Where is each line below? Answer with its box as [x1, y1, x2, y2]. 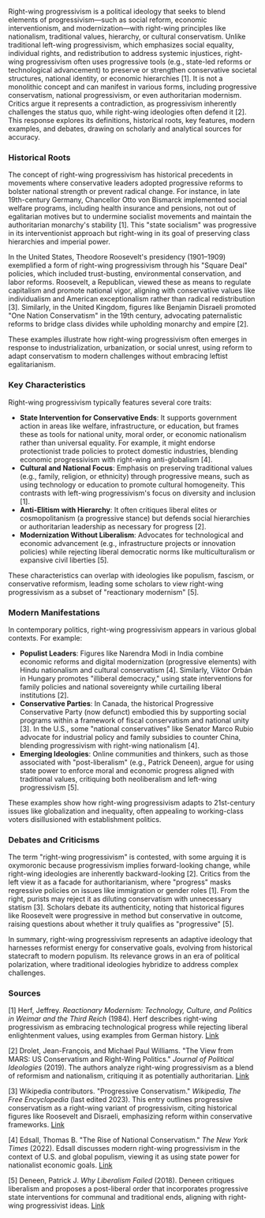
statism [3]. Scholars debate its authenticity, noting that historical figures [8, 902, 244, 912]
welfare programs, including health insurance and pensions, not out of [8, 204, 237, 213]
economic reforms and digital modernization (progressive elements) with [19, 656, 256, 666]
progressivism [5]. [19, 783, 80, 792]
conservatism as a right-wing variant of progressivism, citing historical [8, 1104, 237, 1113]
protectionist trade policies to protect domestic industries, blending [19, 446, 238, 456]
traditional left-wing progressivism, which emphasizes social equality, [8, 40, 234, 50]
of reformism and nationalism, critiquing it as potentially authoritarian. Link [8, 1071, 250, 1081]
